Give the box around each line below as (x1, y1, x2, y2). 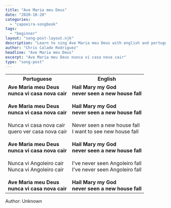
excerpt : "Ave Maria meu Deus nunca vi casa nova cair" (5, 54, 126, 60)
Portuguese (22, 76, 52, 83)
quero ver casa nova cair (8, 128, 67, 135)
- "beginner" (10, 31, 38, 36)
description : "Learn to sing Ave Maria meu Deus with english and (5, 41, 149, 46)
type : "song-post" (5, 59, 44, 64)
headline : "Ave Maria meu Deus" (5, 50, 74, 55)
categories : (5, 17, 31, 22)
